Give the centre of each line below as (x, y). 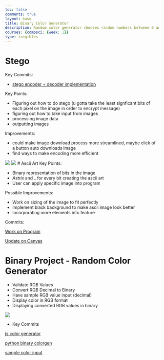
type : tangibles (21, 37)
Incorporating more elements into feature (53, 212)
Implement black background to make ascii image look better (73, 207)
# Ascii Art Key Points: (39, 163)
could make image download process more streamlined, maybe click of (84, 143)
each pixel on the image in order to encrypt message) (66, 108)
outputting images (30, 124)
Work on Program (23, 231)
